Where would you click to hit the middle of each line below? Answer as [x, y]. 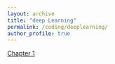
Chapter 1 [21, 53]
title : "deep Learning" [42, 20]
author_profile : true [39, 33]
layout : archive [31, 14]
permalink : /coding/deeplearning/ [58, 27]
